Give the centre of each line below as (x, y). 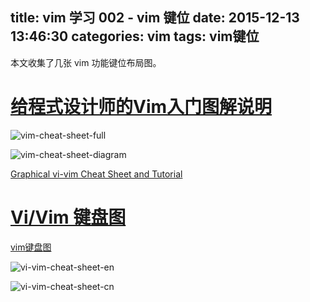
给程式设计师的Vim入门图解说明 (141, 107)
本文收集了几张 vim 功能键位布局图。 (86, 62)
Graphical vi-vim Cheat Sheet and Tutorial (96, 174)
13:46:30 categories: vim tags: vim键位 (135, 36)
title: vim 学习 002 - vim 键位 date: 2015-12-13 (155, 18)
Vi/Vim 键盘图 (68, 217)
